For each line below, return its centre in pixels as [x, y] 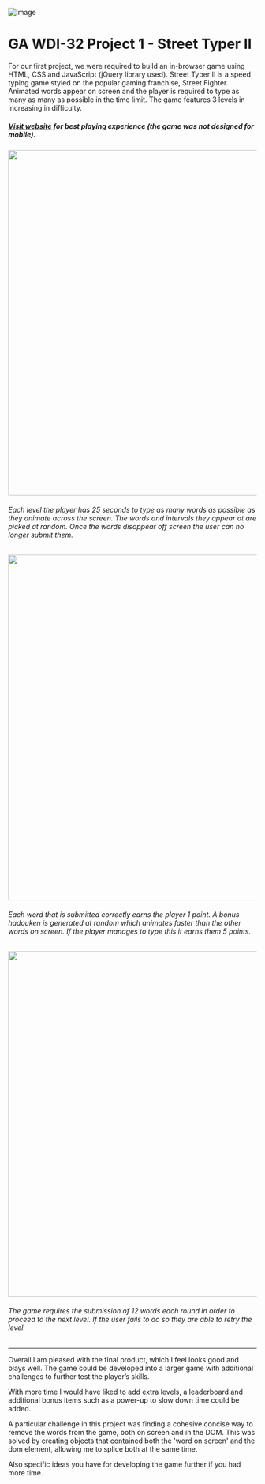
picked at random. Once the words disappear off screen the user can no [126, 526]
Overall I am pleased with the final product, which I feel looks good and [123, 1359]
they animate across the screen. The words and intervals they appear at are [132, 518]
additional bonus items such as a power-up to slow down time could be [124, 1400]
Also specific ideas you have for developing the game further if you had [125, 1464]
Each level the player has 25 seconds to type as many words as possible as [132, 509]
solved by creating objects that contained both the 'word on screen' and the [132, 1441]
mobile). [22, 134]
